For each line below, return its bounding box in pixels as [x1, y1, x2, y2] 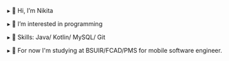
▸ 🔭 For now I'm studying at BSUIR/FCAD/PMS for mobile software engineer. [7, 47, 222, 54]
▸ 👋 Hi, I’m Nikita [7, 7, 54, 14]
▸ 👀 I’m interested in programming [7, 20, 103, 27]
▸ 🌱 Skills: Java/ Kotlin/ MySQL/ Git [7, 33, 106, 41]
